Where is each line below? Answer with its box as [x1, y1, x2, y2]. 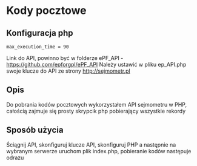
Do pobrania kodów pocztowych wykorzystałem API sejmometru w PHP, [6, 101, 187, 108]
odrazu [6, 154, 24, 161]
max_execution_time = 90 [6, 44, 69, 50]
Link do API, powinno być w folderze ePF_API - [6, 55, 124, 61]
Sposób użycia [6, 125, 64, 135]
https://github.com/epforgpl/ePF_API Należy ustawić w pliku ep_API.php [6, 61, 187, 68]
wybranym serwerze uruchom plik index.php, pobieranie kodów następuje [6, 147, 192, 154]
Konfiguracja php [6, 28, 74, 38]
